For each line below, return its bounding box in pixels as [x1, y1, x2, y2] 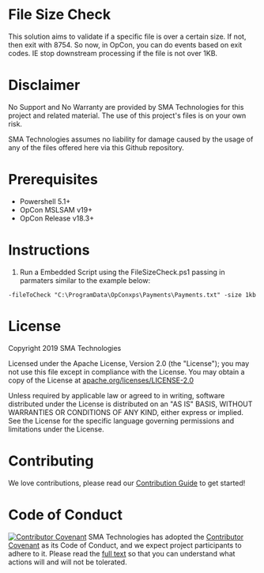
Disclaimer [8, 77, 81, 94]
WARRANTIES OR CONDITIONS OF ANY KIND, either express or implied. [8, 407, 243, 417]
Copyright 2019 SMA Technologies [8, 343, 122, 352]
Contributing [8, 452, 94, 469]
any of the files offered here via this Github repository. [8, 142, 184, 152]
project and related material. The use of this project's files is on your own [8, 111, 247, 120]
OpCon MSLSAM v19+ [19, 205, 93, 214]
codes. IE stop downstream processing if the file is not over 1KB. [8, 48, 218, 58]
